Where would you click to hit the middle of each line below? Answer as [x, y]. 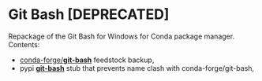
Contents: [24, 44]
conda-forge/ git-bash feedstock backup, [87, 60]
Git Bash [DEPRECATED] [89, 15]
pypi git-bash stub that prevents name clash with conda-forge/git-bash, [137, 68]
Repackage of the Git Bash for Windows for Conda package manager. [122, 36]
